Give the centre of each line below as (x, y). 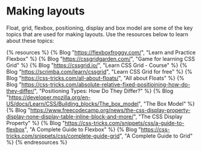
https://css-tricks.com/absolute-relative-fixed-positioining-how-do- (106, 84)
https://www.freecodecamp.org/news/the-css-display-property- (110, 110)
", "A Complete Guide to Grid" (156, 136)
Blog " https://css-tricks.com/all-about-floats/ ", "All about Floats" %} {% (96, 78)
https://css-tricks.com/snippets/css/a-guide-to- (125, 123)
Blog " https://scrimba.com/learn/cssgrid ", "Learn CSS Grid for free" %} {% (99, 71)
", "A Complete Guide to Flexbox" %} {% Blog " (83, 129)
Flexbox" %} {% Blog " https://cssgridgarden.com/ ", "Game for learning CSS (101, 59)
